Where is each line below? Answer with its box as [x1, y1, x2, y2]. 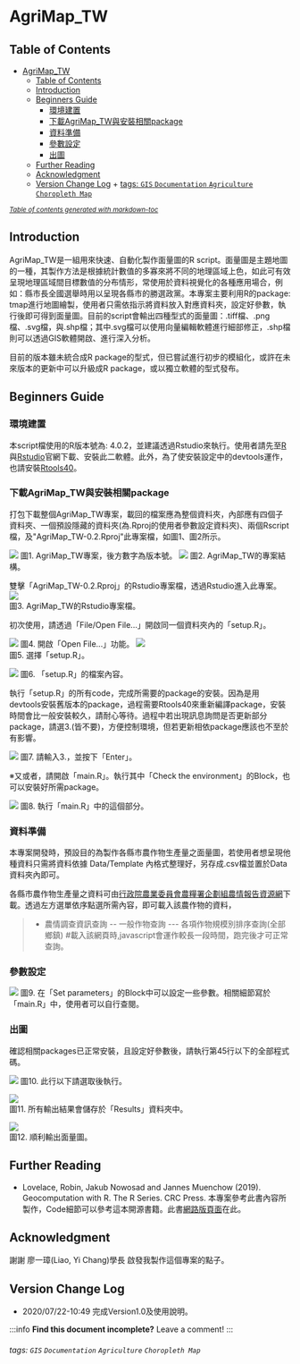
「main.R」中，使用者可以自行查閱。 [9, 999, 145, 1010]
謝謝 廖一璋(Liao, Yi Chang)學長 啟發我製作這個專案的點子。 [9, 1255, 229, 1266]
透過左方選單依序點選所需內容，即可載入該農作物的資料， [24, 900, 237, 911]
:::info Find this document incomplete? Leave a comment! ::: [9, 1324, 234, 1334]
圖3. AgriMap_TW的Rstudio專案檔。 [9, 600, 141, 611]
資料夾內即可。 [9, 869, 64, 880]
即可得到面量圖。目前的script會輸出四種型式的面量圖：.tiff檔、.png [24, 310, 271, 321]
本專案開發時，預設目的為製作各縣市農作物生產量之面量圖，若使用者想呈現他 [9, 847, 291, 858]
